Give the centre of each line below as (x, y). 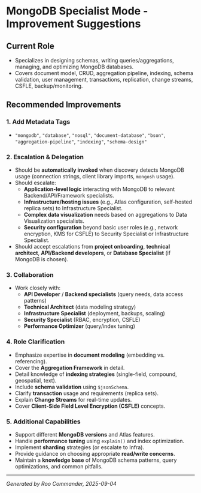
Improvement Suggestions (74, 24)
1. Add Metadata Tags (38, 122)
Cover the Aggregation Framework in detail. (70, 367)
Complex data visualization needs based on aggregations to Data (105, 214)
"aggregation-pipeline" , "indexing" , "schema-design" (81, 141)
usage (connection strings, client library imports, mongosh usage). (95, 176)
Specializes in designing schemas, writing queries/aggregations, (95, 60)
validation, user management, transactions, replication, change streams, (104, 80)
